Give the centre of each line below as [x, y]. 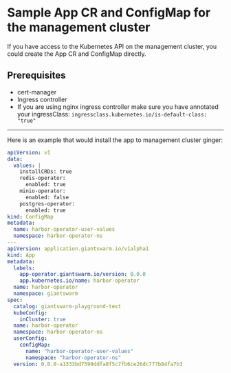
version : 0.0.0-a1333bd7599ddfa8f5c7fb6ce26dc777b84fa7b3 [98, 364]
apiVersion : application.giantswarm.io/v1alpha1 [78, 249]
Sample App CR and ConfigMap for [109, 13]
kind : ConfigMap [30, 216]
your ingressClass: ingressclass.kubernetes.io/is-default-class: [112, 114]
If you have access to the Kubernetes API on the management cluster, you [112, 46]
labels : [24, 268]
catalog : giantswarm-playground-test [67, 306]
